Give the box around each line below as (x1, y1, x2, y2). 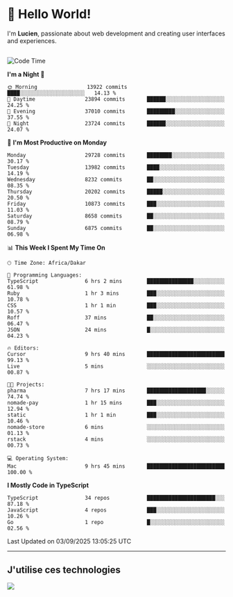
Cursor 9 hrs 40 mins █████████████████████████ (7, 351, 225, 358)
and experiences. (7, 36, 57, 44)
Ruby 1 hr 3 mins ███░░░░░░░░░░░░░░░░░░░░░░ (7, 290, 225, 297)
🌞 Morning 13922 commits (7, 83, 128, 91)
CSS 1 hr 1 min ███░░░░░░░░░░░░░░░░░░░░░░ (7, 302, 225, 309)
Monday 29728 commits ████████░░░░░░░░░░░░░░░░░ (7, 152, 225, 159)
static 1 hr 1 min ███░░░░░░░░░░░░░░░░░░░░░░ (7, 411, 225, 419)
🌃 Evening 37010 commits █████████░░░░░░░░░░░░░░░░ (7, 108, 225, 115)
